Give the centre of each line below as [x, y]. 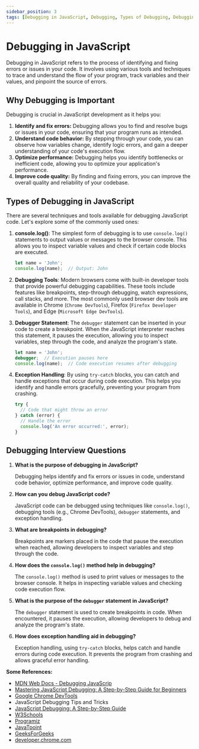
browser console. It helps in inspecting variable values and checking [98, 583]
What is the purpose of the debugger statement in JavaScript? [92, 600]
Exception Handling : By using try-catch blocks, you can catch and [97, 375]
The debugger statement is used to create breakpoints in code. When [98, 612]
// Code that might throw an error [64, 410]
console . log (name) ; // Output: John [61, 268]
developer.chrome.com [43, 740]
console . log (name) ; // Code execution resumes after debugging [96, 364]
